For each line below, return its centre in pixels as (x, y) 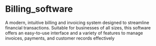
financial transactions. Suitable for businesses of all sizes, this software (78, 27)
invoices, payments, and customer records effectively (60, 38)
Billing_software (39, 9)
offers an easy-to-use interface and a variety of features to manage (74, 33)
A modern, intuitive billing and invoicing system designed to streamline (77, 23)
